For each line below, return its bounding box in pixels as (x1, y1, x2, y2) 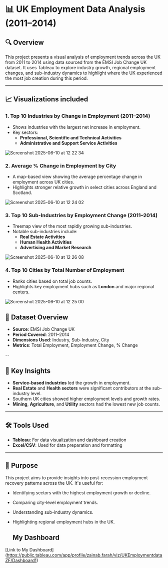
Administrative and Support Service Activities (19, 140, 117, 146)
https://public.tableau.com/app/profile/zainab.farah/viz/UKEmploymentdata (6, 552, 162, 558)
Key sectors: (12, 129, 38, 135)
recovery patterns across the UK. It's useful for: (5, 480, 103, 486)
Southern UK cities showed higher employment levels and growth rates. (12, 396, 160, 402)
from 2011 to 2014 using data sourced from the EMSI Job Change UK (5, 59, 147, 65)
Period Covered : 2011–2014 (12, 331, 69, 338)
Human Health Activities (19, 239, 72, 245)
